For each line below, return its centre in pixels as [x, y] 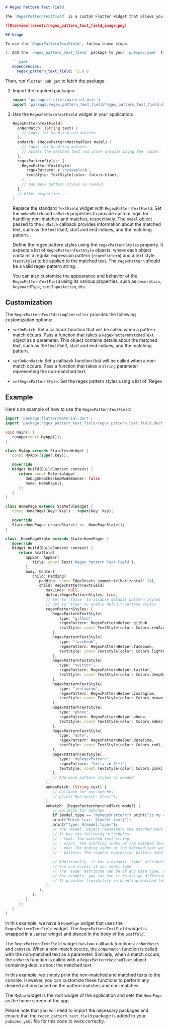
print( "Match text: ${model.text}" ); [92, 820]
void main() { [20, 432]
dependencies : [27, 67]
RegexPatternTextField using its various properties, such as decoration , [87, 281]
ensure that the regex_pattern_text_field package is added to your [75, 1015]
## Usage [14, 35]
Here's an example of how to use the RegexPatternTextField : [68, 409]
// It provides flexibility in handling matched [104, 881]
